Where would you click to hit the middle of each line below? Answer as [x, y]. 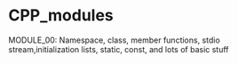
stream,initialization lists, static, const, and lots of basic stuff [119, 49]
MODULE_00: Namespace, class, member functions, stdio [115, 40]
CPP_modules [61, 16]
